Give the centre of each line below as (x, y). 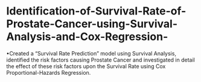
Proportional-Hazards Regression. (49, 72)
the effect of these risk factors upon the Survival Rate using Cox (86, 66)
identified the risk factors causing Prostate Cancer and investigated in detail (101, 60)
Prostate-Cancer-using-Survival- (92, 24)
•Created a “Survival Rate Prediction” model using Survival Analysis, (91, 53)
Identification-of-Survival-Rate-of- (96, 11)
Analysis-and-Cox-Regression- (87, 37)
